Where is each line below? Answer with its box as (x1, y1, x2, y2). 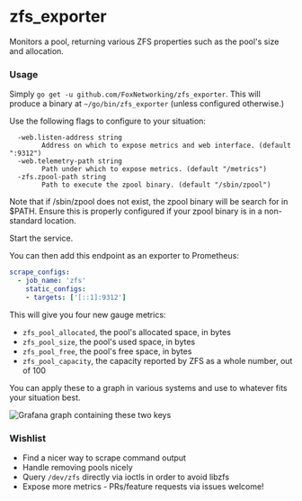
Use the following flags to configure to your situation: (9, 115, 207, 127)
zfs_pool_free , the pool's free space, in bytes (22, 345, 192, 357)
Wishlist (9, 432, 47, 444)
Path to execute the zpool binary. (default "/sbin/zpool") (41, 180, 271, 190)
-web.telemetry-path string (17, 157, 123, 166)
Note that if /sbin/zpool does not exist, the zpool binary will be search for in (9, 196, 289, 207)
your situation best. (9, 392, 81, 403)
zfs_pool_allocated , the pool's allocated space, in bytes (22, 326, 232, 337)
